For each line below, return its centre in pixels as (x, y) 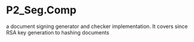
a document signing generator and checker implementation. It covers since (97, 26)
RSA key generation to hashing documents (58, 32)
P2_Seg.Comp (41, 10)
